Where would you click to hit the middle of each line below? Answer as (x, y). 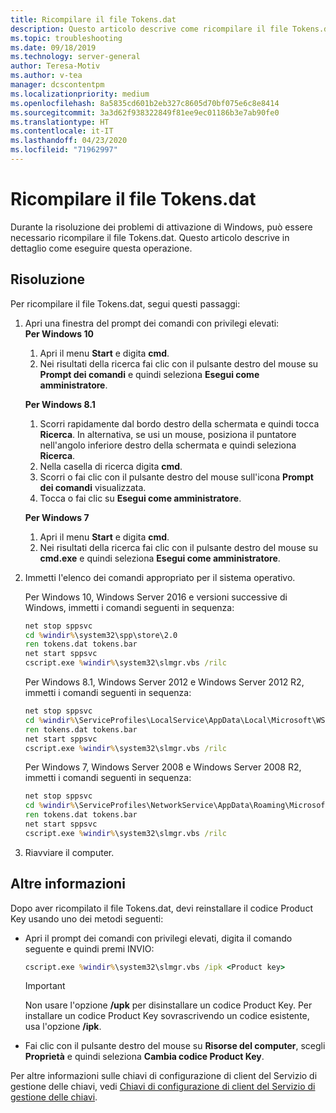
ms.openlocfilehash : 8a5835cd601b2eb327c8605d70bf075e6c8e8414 (145, 103)
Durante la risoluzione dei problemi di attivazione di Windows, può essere (161, 227)
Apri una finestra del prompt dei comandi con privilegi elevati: (152, 323)
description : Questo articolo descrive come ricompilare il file (149, 29)
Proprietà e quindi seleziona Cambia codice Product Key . (144, 1057)
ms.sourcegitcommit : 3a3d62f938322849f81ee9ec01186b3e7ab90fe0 (145, 112)
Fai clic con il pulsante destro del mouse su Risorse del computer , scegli (175, 1046)
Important (45, 986)
